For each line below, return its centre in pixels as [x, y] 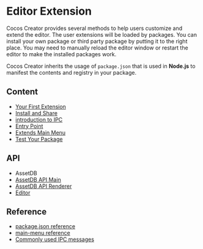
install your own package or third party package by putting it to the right [97, 41]
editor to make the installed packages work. [61, 54]
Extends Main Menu [40, 132]
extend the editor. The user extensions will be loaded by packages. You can [102, 34]
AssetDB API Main [38, 179]
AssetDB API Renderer [43, 186]
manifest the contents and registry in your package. [71, 72]
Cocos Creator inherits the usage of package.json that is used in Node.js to [101, 66]
